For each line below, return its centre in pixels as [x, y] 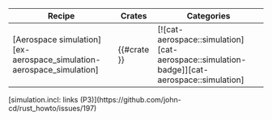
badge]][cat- [183, 70]
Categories [208, 16]
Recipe [61, 16]
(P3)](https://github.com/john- [131, 99]
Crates [134, 16]
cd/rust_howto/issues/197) [53, 108]
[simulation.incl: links [43, 99]
